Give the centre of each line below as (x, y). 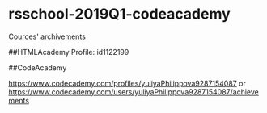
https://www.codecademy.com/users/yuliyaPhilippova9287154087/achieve (133, 92)
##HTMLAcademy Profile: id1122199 (69, 52)
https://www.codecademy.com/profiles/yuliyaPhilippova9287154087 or (127, 83)
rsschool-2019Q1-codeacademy (119, 14)
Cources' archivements (47, 36)
